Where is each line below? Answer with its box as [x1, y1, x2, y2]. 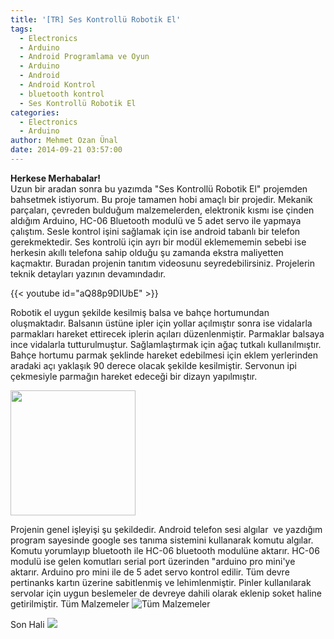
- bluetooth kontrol [19, 89, 105, 99]
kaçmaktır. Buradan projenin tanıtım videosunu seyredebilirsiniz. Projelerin [10, 257, 316, 269]
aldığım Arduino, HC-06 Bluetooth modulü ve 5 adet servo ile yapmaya [10, 214, 302, 226]
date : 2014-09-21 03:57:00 [10, 145, 123, 155]
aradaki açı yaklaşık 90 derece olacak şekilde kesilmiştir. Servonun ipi [10, 359, 297, 371]
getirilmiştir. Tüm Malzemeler [10, 597, 130, 610]
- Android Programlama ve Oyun [19, 52, 150, 62]
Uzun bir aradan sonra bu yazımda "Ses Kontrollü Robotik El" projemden [10, 182, 308, 195]
